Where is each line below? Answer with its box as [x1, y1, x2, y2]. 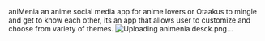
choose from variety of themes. [8, 24, 114, 33]
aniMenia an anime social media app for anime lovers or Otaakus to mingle [8, 7, 258, 16]
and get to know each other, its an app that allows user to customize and [8, 15, 251, 25]
